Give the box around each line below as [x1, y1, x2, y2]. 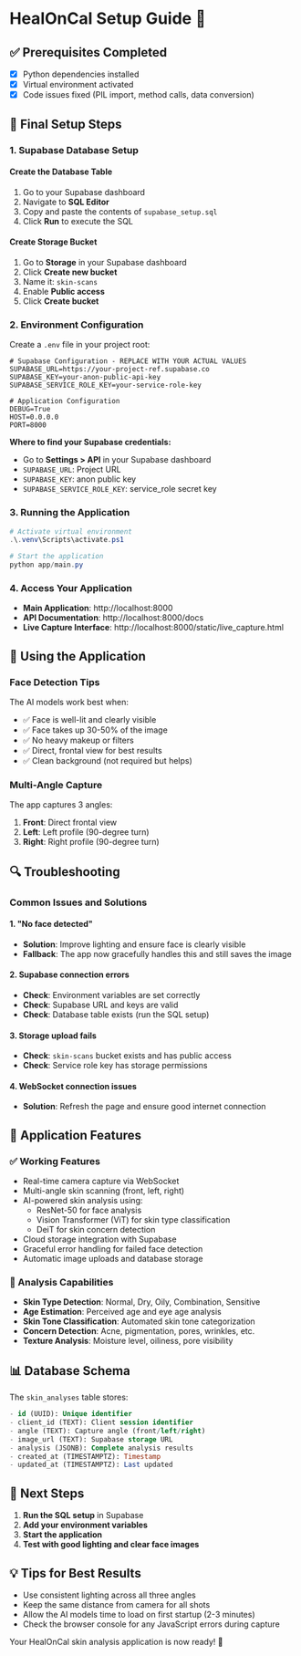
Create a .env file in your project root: [9, 339, 150, 350]
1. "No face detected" [9, 919, 93, 930]
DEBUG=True [9, 405, 51, 414]
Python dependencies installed [22, 68, 140, 79]
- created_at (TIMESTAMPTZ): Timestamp [9, 1452, 161, 1461]
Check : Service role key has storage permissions [22, 1060, 208, 1071]
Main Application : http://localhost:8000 [22, 602, 173, 614]
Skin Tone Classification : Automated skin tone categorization [22, 1316, 255, 1327]
